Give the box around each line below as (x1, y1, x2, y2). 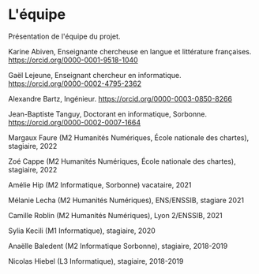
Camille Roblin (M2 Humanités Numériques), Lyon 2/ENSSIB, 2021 (8, 210, 223, 220)
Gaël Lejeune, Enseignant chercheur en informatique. (8, 70, 182, 80)
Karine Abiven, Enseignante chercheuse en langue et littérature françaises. (8, 46, 252, 56)
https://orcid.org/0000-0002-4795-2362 (8, 79, 142, 88)
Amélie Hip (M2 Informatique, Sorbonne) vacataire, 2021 (8, 180, 192, 190)
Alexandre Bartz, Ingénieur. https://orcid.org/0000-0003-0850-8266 (8, 94, 233, 103)
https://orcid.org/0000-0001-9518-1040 (8, 55, 138, 65)
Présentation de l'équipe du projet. (8, 31, 121, 41)
